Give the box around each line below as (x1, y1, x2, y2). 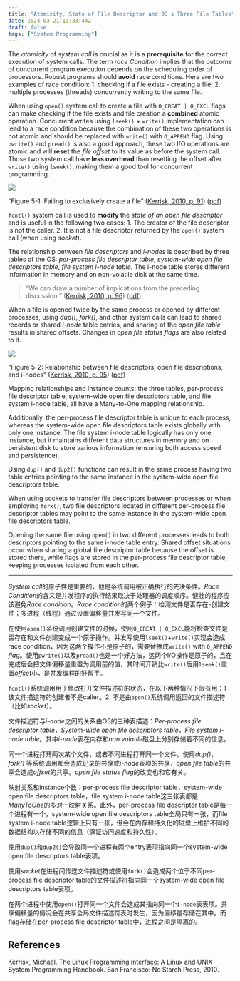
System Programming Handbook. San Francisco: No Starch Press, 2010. (8, 965, 219, 974)
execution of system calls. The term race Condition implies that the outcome (8, 58, 232, 66)
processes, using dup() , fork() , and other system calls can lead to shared (8, 313, 222, 322)
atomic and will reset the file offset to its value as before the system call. (8, 147, 221, 156)
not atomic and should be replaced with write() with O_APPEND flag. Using (8, 132, 224, 141)
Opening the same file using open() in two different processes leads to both (8, 531, 230, 539)
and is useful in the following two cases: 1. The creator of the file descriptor (8, 218, 229, 227)
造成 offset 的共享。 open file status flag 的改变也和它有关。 (20, 768, 190, 776)
